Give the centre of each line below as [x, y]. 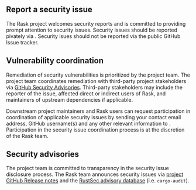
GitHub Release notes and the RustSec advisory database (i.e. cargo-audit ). [98, 181]
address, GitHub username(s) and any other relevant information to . [88, 123]
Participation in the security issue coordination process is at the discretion [95, 129]
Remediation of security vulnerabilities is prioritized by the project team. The [98, 75]
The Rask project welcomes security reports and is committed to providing [96, 23]
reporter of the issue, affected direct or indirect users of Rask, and [86, 94]
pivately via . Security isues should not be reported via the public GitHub [93, 36]
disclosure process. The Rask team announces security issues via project [95, 174]
